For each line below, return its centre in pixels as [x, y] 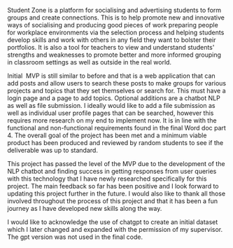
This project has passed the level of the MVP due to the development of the [116, 164]
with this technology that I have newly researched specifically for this [107, 179]
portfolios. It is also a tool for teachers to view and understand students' [111, 47]
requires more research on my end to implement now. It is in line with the [112, 120]
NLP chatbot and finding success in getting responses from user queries [112, 171]
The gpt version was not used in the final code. [75, 237]
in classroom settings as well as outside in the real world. [90, 62]
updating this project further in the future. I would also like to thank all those [116, 193]
